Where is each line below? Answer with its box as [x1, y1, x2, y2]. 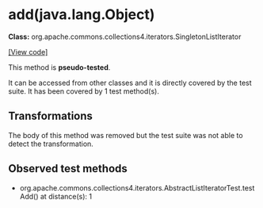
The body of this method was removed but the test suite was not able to [8, 130, 243, 140]
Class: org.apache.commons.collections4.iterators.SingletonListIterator [8, 32, 242, 41]
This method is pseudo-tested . [8, 62, 111, 72]
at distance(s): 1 [40, 191, 93, 201]
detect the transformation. [8, 139, 93, 148]
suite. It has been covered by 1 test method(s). [8, 86, 160, 96]
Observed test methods [8, 162, 128, 175]
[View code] [8, 47, 48, 56]
